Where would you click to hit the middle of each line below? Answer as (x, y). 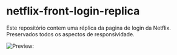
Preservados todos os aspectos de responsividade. (70, 34)
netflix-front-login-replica (73, 11)
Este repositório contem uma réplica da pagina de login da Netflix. (89, 28)
